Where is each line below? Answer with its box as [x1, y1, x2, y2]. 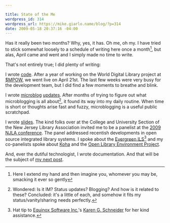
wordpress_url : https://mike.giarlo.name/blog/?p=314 [5, 21, 121, 26]
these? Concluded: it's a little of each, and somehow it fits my [12, 192, 141, 198]
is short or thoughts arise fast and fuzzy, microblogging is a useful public [5, 104, 158, 110]
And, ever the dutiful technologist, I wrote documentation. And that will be [5, 151, 159, 157]
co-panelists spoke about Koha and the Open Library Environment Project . [5, 141, 160, 147]
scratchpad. [5, 109, 30, 115]
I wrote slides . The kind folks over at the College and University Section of [5, 119, 160, 125]
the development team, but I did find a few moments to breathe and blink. [5, 82, 158, 88]
